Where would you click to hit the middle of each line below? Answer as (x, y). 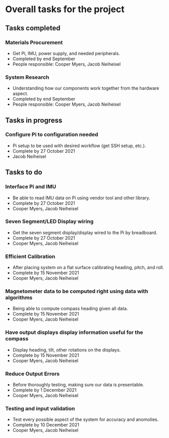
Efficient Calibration (30, 256)
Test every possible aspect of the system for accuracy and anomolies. (86, 420)
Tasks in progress (34, 120)
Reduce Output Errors (33, 374)
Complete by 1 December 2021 (44, 390)
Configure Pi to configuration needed (52, 135)
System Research (27, 77)
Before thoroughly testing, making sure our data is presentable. (78, 385)
